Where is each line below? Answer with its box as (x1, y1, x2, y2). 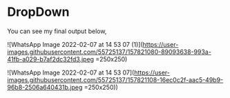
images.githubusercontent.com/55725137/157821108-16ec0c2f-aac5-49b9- (7, 75, 224, 84)
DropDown (7, 4, 70, 20)
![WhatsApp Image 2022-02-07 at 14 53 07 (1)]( (7, 40, 143, 48)
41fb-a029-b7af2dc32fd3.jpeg (7, 55, 95, 63)
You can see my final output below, (7, 27, 107, 35)
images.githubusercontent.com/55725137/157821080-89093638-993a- (7, 48, 212, 56)
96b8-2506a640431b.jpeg (7, 83, 83, 91)
